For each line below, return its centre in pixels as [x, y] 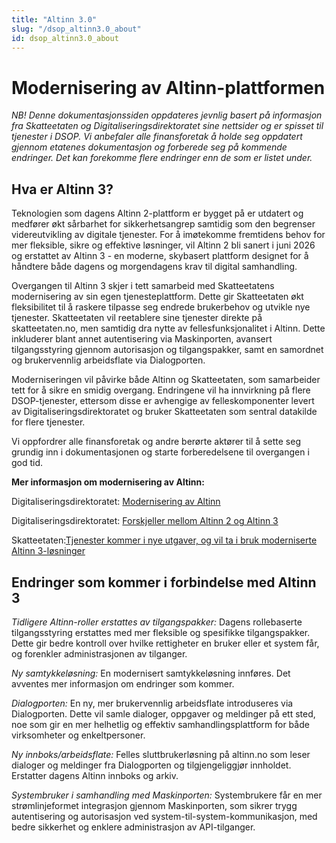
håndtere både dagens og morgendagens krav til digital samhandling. [154, 267]
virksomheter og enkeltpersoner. [78, 735]
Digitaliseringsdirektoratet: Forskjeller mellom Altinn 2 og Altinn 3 [145, 521]
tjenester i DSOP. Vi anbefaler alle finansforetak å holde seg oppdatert [157, 137]
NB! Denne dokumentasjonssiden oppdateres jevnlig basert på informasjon [167, 115]
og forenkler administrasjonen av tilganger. [99, 653]
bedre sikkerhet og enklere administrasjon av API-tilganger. [133, 827]
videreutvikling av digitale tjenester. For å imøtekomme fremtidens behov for [168, 235]
